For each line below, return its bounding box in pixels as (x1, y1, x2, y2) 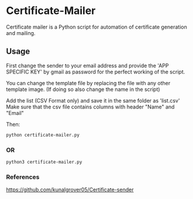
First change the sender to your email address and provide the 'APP (6, 62, 169, 69)
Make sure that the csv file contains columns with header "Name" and (6, 103, 175, 110)
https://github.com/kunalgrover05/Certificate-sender (6, 186, 134, 193)
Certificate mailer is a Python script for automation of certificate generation (6, 23, 187, 30)
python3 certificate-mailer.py (6, 159, 82, 165)
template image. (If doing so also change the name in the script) (6, 86, 160, 93)
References (6, 173, 40, 181)
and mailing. (6, 29, 36, 36)
